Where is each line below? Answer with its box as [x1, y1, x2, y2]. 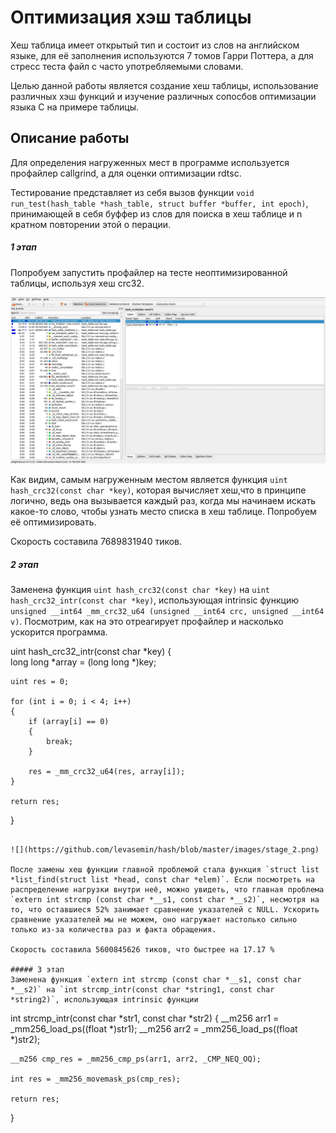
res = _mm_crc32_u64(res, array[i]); [28, 767, 186, 777]
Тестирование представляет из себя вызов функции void [10, 186, 255, 198]
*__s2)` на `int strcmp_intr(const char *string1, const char [10, 985, 275, 995]
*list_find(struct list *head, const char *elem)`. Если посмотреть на [10, 875, 315, 885]
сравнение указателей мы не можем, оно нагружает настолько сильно [10, 915, 298, 925]
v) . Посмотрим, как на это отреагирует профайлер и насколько [10, 616, 284, 628]
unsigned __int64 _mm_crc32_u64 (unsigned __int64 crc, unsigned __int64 [10, 607, 325, 617]
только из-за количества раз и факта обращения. [10, 925, 217, 935]
